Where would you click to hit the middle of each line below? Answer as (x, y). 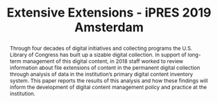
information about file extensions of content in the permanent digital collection (105, 67)
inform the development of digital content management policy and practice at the (108, 87)
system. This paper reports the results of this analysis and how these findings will (109, 81)
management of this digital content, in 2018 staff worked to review (103, 61)
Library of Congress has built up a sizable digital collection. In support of (98, 54)
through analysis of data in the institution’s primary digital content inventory (101, 74)
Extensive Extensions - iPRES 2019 (109, 13)
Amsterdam (109, 27)
